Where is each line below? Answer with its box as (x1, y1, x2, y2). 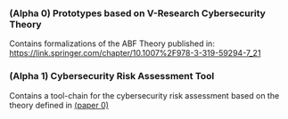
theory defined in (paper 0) (9, 99, 110, 110)
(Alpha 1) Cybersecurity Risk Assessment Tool (9, 70, 215, 83)
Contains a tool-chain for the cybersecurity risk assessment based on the (9, 90, 280, 100)
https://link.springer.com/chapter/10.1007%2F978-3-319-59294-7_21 (9, 48, 261, 59)
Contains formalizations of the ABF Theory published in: (9, 38, 216, 49)
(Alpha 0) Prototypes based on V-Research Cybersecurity (9, 7, 266, 20)
